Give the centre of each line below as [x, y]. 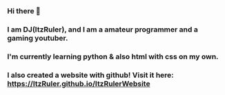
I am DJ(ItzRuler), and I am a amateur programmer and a [102, 29]
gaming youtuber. [38, 38]
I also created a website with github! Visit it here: [90, 75]
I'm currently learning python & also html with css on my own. [113, 56]
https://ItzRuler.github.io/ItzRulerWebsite [79, 83]
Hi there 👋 [24, 11]
